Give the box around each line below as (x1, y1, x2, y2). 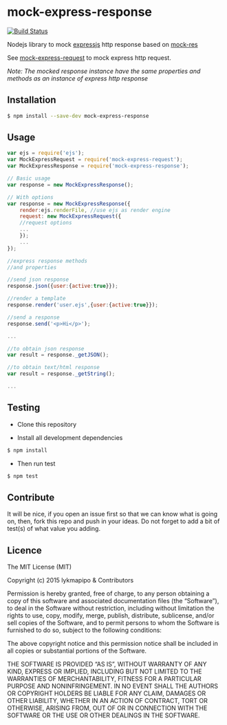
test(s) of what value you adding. (7, 525, 101, 533)
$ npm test (7, 472, 39, 479)
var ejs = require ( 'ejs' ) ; (7, 149, 85, 157)
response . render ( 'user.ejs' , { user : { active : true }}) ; (7, 302, 158, 308)
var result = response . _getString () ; (7, 370, 116, 377)
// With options (7, 193, 54, 200)
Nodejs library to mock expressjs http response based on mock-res (7, 40, 198, 48)
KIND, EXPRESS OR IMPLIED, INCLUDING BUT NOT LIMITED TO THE (7, 667, 202, 675)
